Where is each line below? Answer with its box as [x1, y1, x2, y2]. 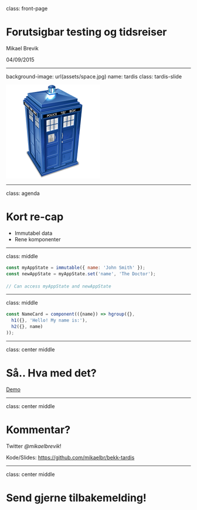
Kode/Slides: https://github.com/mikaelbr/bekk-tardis [6, 454, 135, 461]
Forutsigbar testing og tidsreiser [6, 26, 167, 39]
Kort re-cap [6, 210, 64, 224]
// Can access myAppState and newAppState [6, 283, 111, 289]
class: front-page [6, 5, 48, 12]
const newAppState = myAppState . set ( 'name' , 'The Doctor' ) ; [6, 271, 157, 277]
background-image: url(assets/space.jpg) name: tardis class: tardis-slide [6, 73, 182, 80]
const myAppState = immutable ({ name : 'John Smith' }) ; [6, 265, 145, 271]
